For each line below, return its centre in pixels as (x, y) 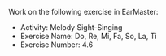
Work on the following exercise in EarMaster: (83, 12)
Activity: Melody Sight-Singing (71, 27)
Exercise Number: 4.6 (57, 45)
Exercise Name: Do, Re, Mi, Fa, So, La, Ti (88, 36)
